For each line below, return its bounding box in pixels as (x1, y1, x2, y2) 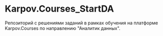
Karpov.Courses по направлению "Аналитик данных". (5, 25, 121, 31)
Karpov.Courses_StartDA (5, 3, 114, 15)
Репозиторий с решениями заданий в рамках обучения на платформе (5, 20, 158, 26)
